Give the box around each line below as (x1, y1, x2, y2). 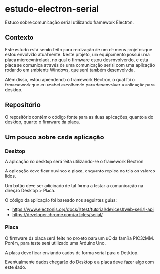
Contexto (5, 34, 34, 42)
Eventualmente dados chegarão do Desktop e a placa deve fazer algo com (5, 259, 154, 265)
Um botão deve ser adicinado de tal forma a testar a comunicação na (5, 183, 144, 188)
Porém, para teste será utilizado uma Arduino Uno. (5, 240, 106, 246)
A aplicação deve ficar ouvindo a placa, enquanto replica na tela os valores (5, 168, 155, 174)
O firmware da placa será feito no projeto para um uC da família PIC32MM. (5, 235, 154, 241)
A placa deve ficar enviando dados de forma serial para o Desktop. (5, 249, 139, 256)
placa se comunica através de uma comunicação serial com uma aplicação (5, 62, 155, 68)
